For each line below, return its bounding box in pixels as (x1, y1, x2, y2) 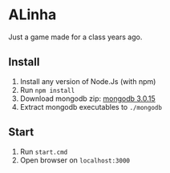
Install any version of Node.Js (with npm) (19, 76, 156, 86)
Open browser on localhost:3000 (19, 155, 131, 165)
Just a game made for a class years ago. (8, 32, 143, 42)
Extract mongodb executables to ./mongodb (19, 102, 163, 111)
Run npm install (19, 85, 75, 95)
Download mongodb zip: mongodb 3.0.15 (19, 94, 156, 103)
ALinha (8, 6, 57, 24)
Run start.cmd (19, 147, 68, 156)
